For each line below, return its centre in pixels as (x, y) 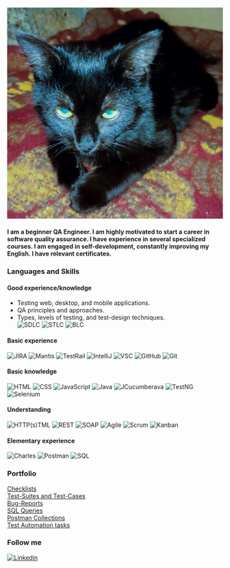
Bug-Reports (25, 503)
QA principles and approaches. (61, 310)
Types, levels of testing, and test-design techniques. (91, 318)
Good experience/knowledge (50, 288)
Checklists (22, 489)
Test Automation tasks (39, 525)
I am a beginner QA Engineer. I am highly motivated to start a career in (108, 232)
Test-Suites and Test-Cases (46, 496)
